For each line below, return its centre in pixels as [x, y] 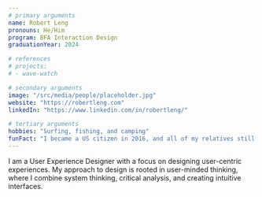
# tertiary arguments [44, 124]
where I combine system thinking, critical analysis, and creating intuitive [125, 177]
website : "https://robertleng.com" [66, 102]
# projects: [28, 67]
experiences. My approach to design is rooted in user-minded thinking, [123, 169]
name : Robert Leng [38, 23]
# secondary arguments [45, 87]
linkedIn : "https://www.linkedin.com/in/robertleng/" [98, 110]
